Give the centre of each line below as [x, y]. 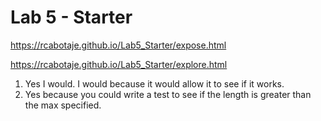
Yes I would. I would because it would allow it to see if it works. [154, 83]
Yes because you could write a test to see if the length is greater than [168, 94]
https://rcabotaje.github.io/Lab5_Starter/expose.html [118, 45]
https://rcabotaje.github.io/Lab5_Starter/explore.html [119, 64]
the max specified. [63, 105]
